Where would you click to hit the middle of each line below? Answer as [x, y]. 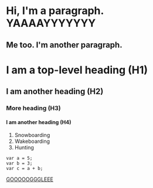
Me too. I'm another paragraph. [64, 45]
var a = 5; [19, 158]
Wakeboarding [32, 141]
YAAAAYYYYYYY [51, 23]
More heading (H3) [33, 108]
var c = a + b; [25, 169]
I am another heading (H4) [39, 122]
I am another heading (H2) [55, 92]
